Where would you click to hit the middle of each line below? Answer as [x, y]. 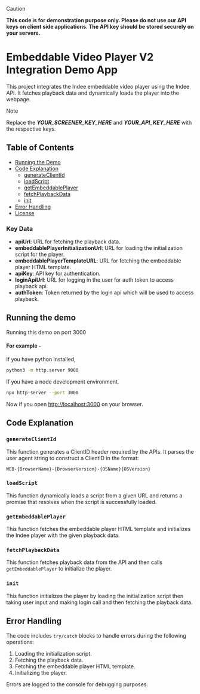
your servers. [23, 33]
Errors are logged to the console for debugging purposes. [77, 684]
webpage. [19, 99]
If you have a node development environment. [63, 381]
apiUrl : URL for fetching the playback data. [67, 242]
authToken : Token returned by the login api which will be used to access [104, 292]
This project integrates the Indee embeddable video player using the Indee [98, 86]
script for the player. [40, 255]
